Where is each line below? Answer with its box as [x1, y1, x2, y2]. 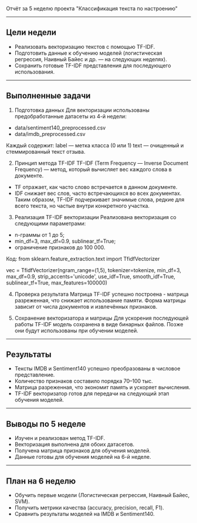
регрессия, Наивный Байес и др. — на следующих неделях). [14, 55, 167, 62]
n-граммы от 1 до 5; [14, 231, 64, 238]
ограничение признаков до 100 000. [14, 244, 106, 251]
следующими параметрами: [14, 220, 86, 227]
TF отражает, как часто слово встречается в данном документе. [14, 183, 178, 190]
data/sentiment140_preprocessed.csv [14, 124, 106, 131]
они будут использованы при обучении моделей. [14, 327, 139, 334]
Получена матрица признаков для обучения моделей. [14, 447, 151, 454]
